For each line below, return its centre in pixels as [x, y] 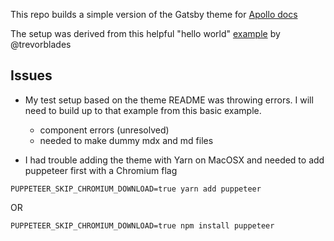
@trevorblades [41, 44]
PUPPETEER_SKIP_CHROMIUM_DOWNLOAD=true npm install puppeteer [142, 225]
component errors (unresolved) [104, 130]
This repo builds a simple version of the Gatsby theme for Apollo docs [154, 14]
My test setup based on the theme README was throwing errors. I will [169, 100]
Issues [31, 75]
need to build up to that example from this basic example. [143, 110]
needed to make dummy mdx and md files [126, 140]
